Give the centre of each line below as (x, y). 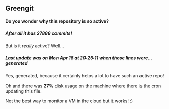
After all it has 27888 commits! (39, 33)
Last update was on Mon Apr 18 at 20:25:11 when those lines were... (79, 58)
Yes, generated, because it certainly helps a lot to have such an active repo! (85, 75)
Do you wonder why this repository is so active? (57, 21)
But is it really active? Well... (35, 46)
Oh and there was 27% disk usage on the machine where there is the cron (83, 86)
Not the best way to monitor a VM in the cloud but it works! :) (69, 101)
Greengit (20, 8)
